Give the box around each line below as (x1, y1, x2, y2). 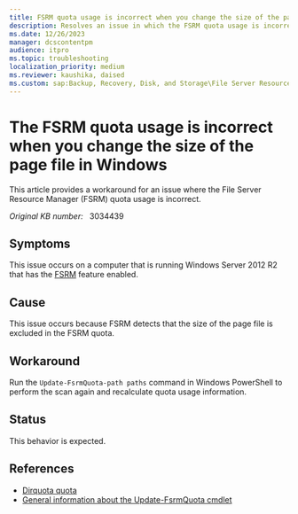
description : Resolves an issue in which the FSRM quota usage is (9, 21, 260, 30)
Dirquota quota (21, 485, 77, 495)
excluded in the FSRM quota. (9, 328, 115, 339)
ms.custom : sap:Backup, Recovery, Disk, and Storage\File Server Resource (9, 79, 292, 88)
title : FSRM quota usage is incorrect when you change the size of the (9, 12, 279, 22)
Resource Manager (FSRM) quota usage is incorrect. (9, 193, 201, 204)
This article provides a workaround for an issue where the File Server (9, 183, 262, 195)
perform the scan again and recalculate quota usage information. (9, 386, 247, 397)
